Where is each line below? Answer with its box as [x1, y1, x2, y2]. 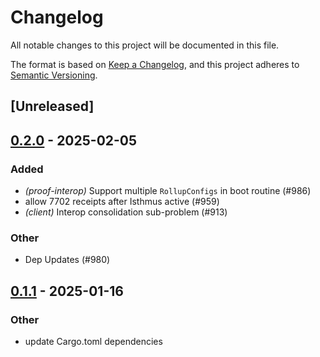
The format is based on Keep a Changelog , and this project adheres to [10, 58, 300, 70]
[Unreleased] [10, 98, 95, 115]
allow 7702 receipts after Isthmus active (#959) [24, 196, 220, 208]
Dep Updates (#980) [24, 254, 111, 266]
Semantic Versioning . [10, 69, 98, 81]
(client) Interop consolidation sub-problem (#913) [24, 206, 228, 218]
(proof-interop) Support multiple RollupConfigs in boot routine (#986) [24, 185, 312, 197]
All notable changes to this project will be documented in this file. [10, 39, 280, 51]
